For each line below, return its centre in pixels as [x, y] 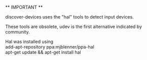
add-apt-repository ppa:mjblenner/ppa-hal [50, 47]
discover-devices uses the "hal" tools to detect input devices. [70, 17]
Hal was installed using [29, 41]
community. [17, 32]
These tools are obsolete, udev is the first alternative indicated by [74, 26]
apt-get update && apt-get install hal [43, 52]
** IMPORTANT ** [24, 7]
